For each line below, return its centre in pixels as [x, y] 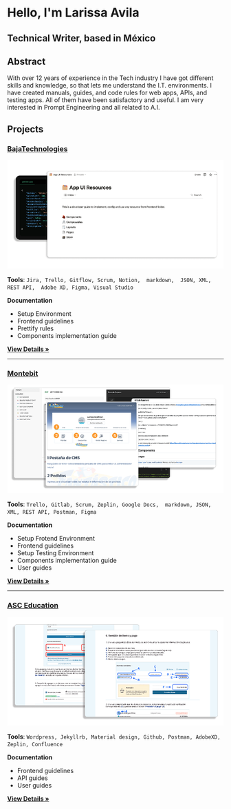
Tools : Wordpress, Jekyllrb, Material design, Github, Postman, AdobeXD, [114, 737]
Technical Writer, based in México [81, 38]
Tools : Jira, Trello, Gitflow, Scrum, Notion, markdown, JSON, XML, [109, 280]
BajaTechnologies [37, 148]
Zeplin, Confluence [35, 744]
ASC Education [33, 606]
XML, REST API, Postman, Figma [52, 512]
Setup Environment [44, 314]
